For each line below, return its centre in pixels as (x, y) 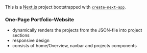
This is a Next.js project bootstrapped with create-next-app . (66, 7)
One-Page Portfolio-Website (40, 19)
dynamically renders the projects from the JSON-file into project (77, 30)
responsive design (31, 40)
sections (21, 35)
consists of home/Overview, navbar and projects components (74, 46)
